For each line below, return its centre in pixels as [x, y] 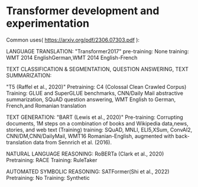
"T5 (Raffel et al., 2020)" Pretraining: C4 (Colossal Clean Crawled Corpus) [96, 86]
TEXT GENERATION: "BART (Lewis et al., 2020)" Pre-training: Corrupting [95, 117]
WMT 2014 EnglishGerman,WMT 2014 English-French [72, 57]
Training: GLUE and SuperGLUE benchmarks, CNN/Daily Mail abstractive [95, 93]
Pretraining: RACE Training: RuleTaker [52, 160]
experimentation [48, 23]
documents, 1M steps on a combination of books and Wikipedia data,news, [97, 123]
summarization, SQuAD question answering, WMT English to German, [91, 99]
